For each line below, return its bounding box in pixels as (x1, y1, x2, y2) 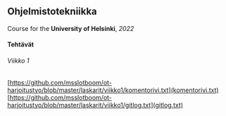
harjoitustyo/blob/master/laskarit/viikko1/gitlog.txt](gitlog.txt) (7, 101, 184, 109)
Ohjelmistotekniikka (7, 6, 97, 18)
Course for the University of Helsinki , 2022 (7, 24, 134, 32)
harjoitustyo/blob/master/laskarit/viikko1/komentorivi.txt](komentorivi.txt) (7, 86, 220, 94)
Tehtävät (7, 40, 34, 49)
